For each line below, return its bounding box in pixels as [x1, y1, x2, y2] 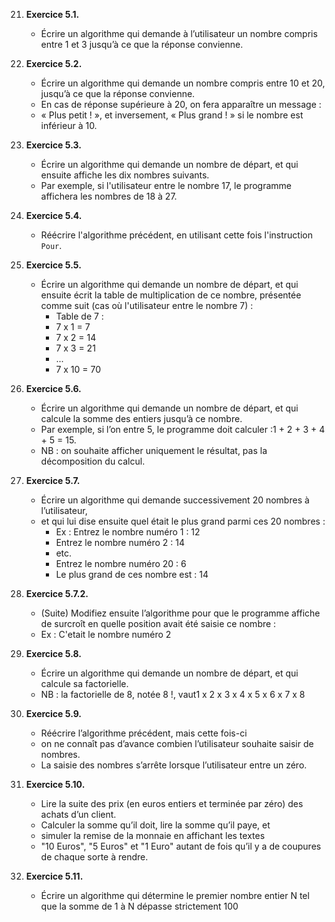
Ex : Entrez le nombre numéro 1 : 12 [55, 526, 201, 538]
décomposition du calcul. [40, 455, 146, 467]
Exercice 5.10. [25, 779, 86, 790]
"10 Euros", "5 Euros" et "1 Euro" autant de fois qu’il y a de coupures [40, 840, 322, 852]
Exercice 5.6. [25, 383, 82, 394]
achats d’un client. [40, 809, 117, 820]
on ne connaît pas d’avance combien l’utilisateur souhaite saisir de [40, 738, 314, 749]
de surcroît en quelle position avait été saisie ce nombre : [40, 618, 277, 629]
